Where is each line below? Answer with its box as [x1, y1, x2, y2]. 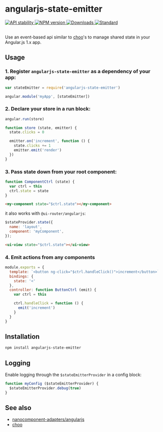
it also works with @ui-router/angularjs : [5, 210, 86, 216]
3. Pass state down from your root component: [5, 168, 117, 175]
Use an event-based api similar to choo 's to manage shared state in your [5, 34, 150, 40]
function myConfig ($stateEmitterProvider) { [5, 381, 98, 386]
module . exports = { [5, 265, 45, 270]
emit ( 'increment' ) [17, 305, 55, 310]
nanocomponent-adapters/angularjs [12, 416, 85, 422]
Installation [5, 332, 40, 340]
